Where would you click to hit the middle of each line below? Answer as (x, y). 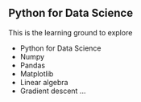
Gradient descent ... (53, 91)
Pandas (33, 65)
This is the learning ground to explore (70, 32)
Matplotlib (37, 73)
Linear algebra (44, 82)
